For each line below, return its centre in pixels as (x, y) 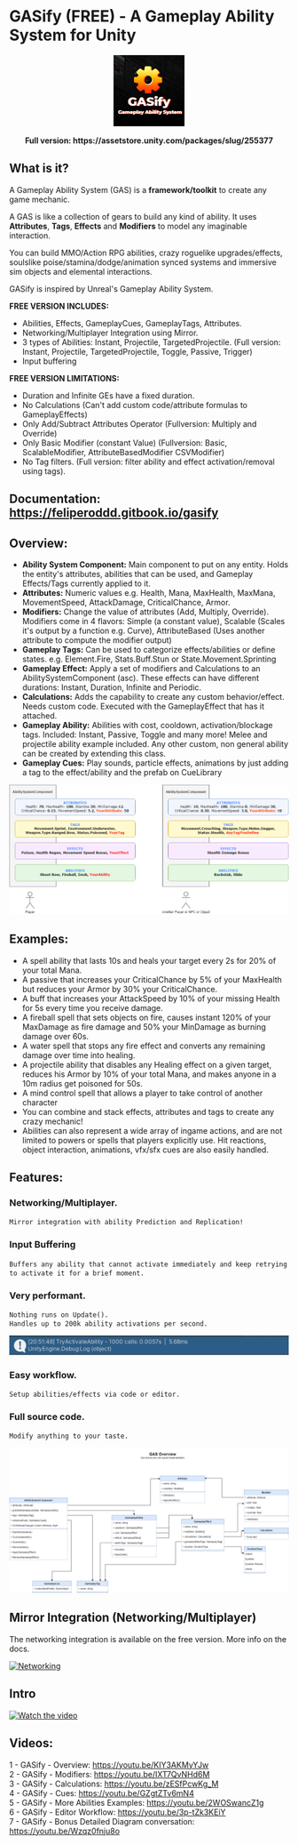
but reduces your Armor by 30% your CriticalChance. (120, 989)
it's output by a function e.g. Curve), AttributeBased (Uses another (143, 630)
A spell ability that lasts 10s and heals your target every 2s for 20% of (149, 960)
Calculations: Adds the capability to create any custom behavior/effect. (153, 696)
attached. (39, 715)
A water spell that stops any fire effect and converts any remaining (144, 1046)
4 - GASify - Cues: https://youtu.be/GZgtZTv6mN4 (102, 1793)
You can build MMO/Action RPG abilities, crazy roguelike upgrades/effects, (146, 253)
